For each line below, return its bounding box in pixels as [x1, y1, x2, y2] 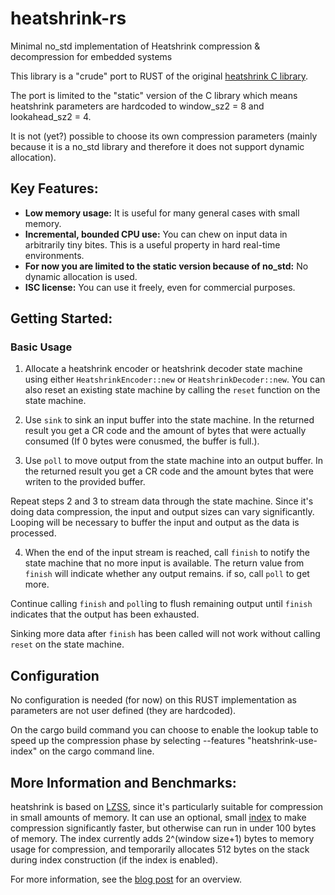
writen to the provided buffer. [24, 476, 146, 488]
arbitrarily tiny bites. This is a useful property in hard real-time [24, 238, 281, 251]
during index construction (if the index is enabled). [10, 854, 218, 866]
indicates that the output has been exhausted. [10, 608, 200, 621]
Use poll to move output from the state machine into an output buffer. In [24, 455, 324, 467]
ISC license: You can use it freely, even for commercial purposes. [24, 281, 296, 293]
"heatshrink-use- [247, 735, 318, 747]
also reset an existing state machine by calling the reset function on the [24, 384, 321, 396]
